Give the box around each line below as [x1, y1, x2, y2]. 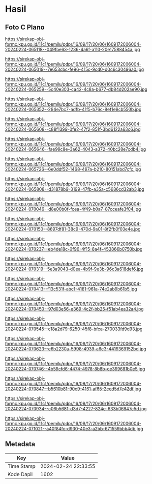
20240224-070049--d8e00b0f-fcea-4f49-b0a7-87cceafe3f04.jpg [5, 206, 141, 212]
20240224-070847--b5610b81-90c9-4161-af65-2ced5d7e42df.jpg [5, 386, 141, 392]
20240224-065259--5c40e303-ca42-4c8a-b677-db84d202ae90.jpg [5, 86, 148, 92]
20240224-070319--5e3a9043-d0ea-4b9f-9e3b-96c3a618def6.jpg [5, 266, 144, 272]
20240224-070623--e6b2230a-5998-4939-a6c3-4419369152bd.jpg [5, 346, 147, 352]
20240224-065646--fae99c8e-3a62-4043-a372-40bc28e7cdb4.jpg [5, 146, 146, 152]
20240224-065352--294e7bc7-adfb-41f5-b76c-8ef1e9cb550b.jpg [5, 107, 142, 112]
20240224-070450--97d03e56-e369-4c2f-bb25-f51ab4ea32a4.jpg [5, 306, 144, 312]
